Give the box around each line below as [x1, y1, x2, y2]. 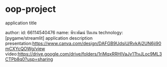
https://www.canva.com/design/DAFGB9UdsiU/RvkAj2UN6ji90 [32, 40, 161, 46]
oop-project [5, 3, 56, 15]
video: [5, 51, 18, 57]
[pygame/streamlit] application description [5, 35, 93, 41]
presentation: [5, 40, 32, 46]
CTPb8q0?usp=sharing [5, 56, 53, 62]
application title [5, 20, 37, 26]
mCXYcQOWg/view [5, 46, 45, 52]
